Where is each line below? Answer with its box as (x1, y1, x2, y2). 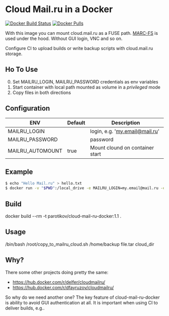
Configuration (5, 104, 50, 113)
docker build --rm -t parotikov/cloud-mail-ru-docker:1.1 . (5, 213, 122, 219)
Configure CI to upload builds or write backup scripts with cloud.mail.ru (5, 45, 153, 51)
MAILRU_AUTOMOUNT (8, 147, 63, 154)
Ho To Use (5, 65, 38, 74)
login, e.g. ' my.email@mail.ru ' (90, 127, 160, 134)
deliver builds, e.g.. (5, 305, 45, 311)
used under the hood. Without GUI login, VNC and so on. (5, 35, 123, 41)
